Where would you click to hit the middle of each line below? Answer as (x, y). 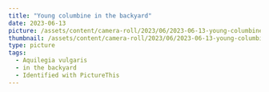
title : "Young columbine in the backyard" (80, 16)
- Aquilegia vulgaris (52, 61)
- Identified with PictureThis (68, 75)
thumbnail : (26, 38)
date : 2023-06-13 (37, 23)
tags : (17, 53)
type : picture (32, 46)
